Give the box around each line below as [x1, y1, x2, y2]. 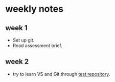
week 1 [5, 24, 28, 32]
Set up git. [12, 37, 35, 43]
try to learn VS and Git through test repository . [12, 71, 110, 77]
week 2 [5, 57, 29, 66]
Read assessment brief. [12, 43, 63, 49]
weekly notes [5, 3, 64, 15]
